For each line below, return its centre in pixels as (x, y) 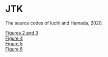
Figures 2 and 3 (22, 33)
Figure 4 (14, 38)
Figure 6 (14, 49)
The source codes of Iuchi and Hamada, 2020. (54, 23)
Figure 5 (14, 43)
